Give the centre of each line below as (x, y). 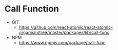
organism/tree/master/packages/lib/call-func (64, 32)
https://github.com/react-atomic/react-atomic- (66, 27)
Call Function (32, 9)
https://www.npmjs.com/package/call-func (62, 42)
